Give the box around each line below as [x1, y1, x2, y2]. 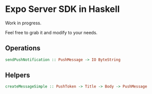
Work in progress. [5, 20, 42, 26]
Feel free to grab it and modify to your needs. [5, 29, 98, 35]
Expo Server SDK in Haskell [5, 3, 120, 15]
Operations [5, 44, 41, 53]
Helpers [5, 71, 30, 80]
